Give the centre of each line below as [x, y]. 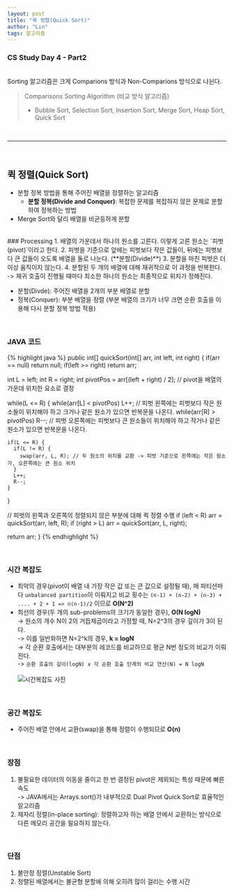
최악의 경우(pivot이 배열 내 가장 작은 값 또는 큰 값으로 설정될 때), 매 [108, 586]
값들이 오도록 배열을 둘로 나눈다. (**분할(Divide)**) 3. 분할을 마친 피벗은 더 [124, 258]
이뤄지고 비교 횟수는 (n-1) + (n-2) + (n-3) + [158, 594]
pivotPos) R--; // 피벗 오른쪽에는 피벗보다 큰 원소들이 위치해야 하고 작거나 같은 [114, 421]
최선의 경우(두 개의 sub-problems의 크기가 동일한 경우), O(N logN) [109, 612]
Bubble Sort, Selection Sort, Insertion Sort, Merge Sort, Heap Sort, [130, 110]
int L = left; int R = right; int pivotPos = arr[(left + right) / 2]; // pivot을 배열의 [115, 379]
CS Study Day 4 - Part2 [47, 58]
